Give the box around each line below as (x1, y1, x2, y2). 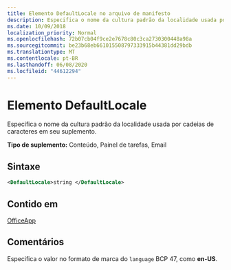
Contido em (7, 198, 58, 210)
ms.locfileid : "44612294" (7, 67, 81, 74)
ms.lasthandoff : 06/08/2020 (7, 61, 88, 68)
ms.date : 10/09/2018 (7, 23, 67, 30)
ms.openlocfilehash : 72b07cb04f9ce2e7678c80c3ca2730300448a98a (7, 36, 192, 43)
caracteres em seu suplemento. (7, 127, 97, 136)
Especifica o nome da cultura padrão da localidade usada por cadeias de (7, 120, 214, 128)
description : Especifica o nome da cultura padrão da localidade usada (7, 17, 217, 23)
